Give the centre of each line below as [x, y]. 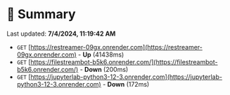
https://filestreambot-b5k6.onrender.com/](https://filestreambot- [124, 61]
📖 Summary [41, 14]
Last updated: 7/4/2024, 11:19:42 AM [61, 34]
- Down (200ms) [104, 69]
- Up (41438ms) [101, 54]
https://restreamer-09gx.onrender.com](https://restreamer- [117, 47]
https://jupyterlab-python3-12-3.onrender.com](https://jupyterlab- [127, 77]
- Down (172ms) [126, 84]
